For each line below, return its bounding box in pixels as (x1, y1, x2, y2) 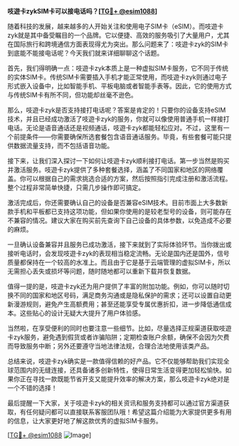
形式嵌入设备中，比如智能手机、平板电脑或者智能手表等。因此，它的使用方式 (7, 82, 232, 90)
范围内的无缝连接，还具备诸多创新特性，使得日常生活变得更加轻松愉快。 (13, 366, 225, 374)
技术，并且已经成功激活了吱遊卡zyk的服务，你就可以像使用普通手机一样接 (7, 115, 224, 123)
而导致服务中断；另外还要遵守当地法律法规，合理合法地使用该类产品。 (7, 342, 213, 350)
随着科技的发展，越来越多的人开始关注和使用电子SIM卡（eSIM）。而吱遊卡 (7, 22, 224, 31)
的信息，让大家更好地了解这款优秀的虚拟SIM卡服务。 (7, 417, 162, 425)
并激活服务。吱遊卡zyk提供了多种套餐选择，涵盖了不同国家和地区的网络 (7, 165, 218, 174)
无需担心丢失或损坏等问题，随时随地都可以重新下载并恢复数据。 (7, 267, 194, 275)
